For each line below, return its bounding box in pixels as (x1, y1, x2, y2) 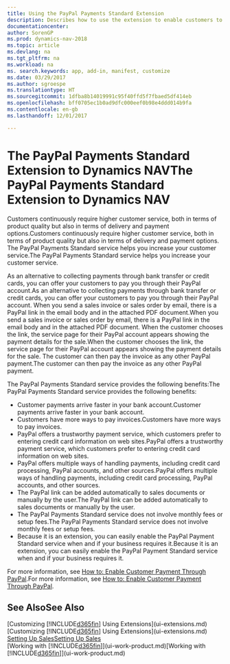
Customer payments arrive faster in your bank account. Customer (16, 400, 201, 409)
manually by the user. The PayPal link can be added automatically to (16, 496, 208, 504)
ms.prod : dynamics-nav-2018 (7, 36, 88, 43)
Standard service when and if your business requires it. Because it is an (16, 539, 218, 547)
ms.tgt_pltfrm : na (7, 55, 60, 62)
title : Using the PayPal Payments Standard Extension (7, 10, 165, 17)
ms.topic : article (7, 42, 60, 49)
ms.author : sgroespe (7, 80, 67, 87)
